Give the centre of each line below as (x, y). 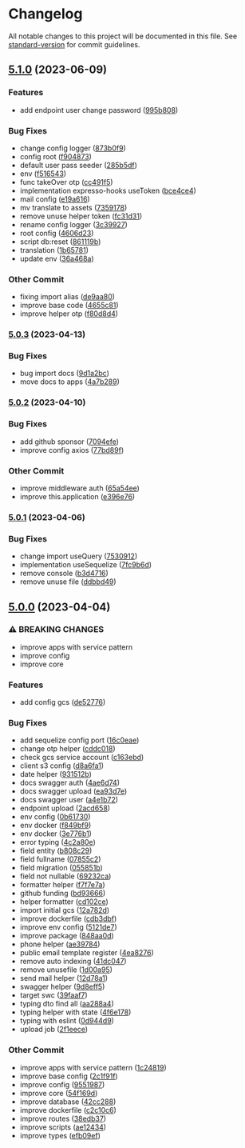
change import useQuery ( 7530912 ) (79, 556)
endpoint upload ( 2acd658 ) (65, 808)
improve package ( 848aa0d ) (67, 936)
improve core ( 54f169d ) (59, 1093)
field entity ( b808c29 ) (56, 851)
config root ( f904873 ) (55, 156)
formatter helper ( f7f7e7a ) (62, 885)
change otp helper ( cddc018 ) (67, 749)
